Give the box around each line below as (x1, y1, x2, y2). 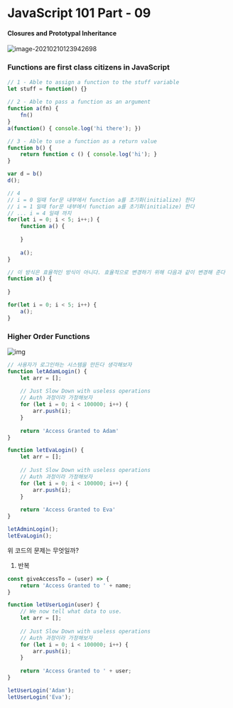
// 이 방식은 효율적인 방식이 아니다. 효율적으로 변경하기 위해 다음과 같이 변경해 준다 (7, 269, 226, 276)
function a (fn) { (7, 105, 59, 112)
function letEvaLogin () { (7, 446, 84, 454)
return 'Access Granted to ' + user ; (20, 667, 132, 675)
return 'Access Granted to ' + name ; (20, 581, 132, 589)
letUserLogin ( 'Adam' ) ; (7, 687, 75, 694)
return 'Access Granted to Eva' (20, 506, 116, 513)
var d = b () (7, 171, 43, 178)
